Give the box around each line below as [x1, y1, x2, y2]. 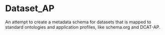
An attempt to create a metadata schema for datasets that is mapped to [5, 19, 152, 25]
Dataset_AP [5, 3, 55, 14]
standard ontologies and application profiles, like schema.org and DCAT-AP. [5, 24, 161, 30]
